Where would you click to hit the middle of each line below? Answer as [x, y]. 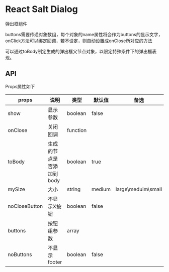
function [77, 130]
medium [101, 189]
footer [55, 262]
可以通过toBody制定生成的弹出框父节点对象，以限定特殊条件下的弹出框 [79, 51]
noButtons [20, 254]
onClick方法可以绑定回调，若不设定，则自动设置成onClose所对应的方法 [79, 41]
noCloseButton [25, 206]
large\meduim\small [139, 189]
